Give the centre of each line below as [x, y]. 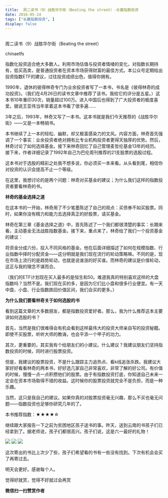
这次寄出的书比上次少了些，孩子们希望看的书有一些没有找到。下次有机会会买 [84, 452]
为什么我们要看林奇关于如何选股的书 [42, 300]
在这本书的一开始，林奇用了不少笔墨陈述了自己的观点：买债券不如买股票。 [82, 207]
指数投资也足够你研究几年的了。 [51, 404]
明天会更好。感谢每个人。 [31, 469]
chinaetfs [15, 54]
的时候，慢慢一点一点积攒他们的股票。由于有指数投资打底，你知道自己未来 [82, 374]
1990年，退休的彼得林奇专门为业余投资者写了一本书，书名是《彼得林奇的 [80, 87]
